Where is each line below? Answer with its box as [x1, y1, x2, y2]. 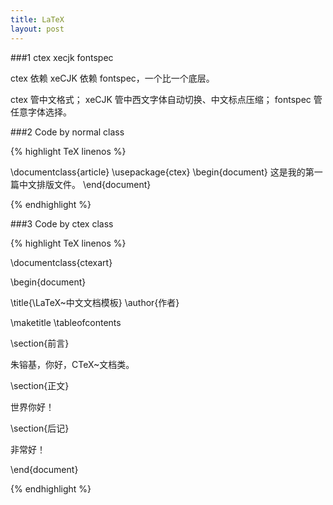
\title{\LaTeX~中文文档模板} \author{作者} [10, 296, 180, 308]
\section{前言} [10, 337, 70, 349]
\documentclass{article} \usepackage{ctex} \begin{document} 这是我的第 [10, 166, 315, 178]
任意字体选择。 [10, 106, 72, 118]
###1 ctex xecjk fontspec [10, 51, 114, 63]
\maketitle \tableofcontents [10, 316, 122, 328]
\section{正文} [10, 379, 70, 391]
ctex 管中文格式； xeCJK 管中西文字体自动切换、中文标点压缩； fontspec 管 [10, 93, 323, 105]
